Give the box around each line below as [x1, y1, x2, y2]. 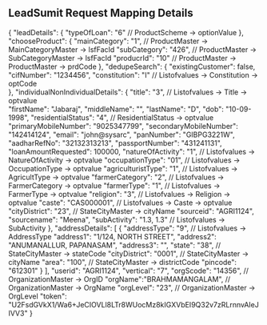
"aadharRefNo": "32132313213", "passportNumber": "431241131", [8, 138, 222, 147]
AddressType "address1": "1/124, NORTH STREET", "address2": [8, 231, 217, 241]
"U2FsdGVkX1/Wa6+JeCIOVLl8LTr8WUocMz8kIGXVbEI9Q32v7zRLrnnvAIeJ [8, 299, 260, 309]
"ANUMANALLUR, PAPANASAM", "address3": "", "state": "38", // [8, 240, 221, 250]
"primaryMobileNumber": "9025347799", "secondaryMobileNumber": [8, 121, 238, 130]
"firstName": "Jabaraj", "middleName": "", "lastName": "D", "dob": [8, 104, 224, 114]
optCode [8, 78, 38, 88]
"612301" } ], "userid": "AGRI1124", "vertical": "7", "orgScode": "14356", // [8, 266, 249, 275]
